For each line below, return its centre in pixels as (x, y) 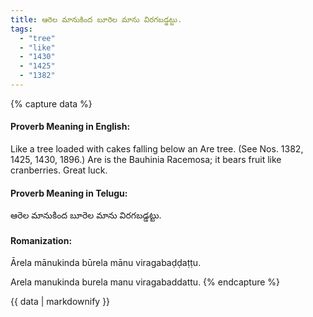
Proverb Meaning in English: (70, 127)
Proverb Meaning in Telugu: (69, 193)
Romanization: (41, 240)
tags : (21, 29)
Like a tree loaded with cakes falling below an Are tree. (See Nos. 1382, (157, 149)
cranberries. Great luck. (59, 170)
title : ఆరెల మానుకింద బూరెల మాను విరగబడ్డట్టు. (96, 19)
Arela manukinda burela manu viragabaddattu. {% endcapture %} (145, 282)
